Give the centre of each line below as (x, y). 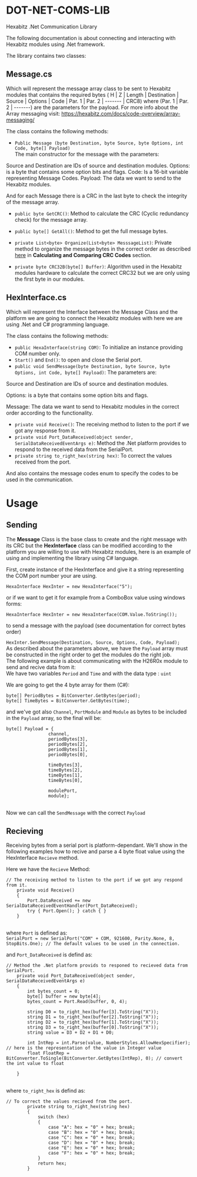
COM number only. (37, 353)
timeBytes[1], (65, 775)
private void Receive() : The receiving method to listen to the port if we (102, 424)
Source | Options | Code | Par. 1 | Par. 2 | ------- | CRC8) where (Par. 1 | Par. (98, 101)
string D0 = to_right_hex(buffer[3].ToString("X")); (93, 1012)
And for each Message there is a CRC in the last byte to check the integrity (97, 196)
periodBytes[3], (68, 739)
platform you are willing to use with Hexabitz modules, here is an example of (98, 551)
